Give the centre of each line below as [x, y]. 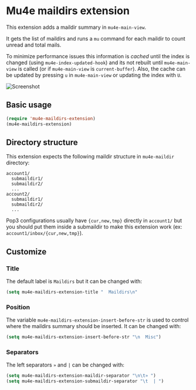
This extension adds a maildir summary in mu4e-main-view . [76, 27]
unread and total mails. [34, 45]
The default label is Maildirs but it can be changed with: [74, 281]
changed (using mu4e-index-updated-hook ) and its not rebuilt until [85, 62]
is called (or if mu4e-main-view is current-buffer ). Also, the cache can [102, 68]
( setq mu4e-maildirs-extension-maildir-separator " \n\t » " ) [81, 376]
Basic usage [29, 105]
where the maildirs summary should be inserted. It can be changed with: [94, 326]
